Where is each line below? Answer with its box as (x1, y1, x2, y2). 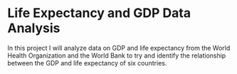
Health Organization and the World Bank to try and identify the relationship (7, 51, 226, 60)
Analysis (7, 20, 60, 36)
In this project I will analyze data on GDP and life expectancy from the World (7, 43, 231, 52)
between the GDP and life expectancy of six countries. (7, 58, 167, 67)
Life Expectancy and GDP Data (7, 5, 191, 21)
